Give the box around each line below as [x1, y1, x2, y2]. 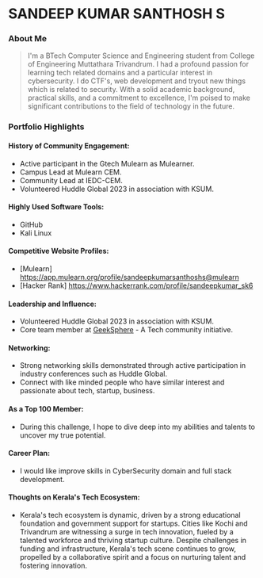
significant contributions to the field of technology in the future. [27, 101, 235, 111]
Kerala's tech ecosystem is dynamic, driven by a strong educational [19, 511, 241, 520]
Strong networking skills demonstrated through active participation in [19, 361, 246, 370]
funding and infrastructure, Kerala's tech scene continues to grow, [19, 544, 236, 553]
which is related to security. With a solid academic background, [27, 85, 235, 94]
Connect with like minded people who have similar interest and [19, 377, 225, 387]
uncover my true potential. [19, 430, 106, 440]
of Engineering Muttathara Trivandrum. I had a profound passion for [27, 59, 250, 69]
